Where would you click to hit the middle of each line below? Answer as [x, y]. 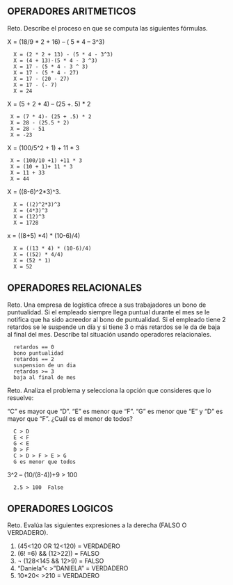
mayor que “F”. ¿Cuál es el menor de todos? [70, 418]
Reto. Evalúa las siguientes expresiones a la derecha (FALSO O [97, 525]
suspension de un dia [45, 365]
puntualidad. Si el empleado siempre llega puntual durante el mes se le [109, 312]
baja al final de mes [45, 377]
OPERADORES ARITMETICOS [72, 11]
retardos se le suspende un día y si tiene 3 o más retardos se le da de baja [114, 327]
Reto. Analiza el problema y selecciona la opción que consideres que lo [109, 390]
